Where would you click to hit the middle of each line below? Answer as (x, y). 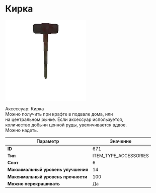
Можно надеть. (22, 130)
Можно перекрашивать (34, 183)
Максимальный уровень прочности (47, 176)
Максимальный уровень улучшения (48, 170)
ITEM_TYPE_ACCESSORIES (121, 155)
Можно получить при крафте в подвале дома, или (59, 114)
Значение (121, 141)
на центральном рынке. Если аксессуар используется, (64, 119)
